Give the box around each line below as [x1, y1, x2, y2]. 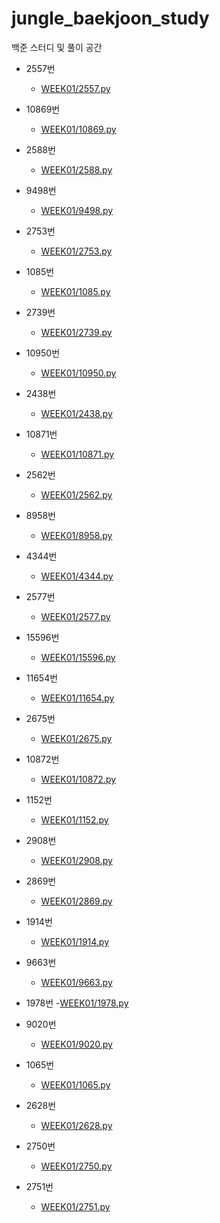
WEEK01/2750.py [40, 1160, 113, 1172]
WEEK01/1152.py [40, 813, 109, 826]
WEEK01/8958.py [40, 529, 113, 541]
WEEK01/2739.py [40, 326, 113, 338]
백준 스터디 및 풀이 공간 [11, 41, 103, 53]
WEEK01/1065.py [40, 1078, 111, 1091]
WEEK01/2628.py [40, 1119, 113, 1131]
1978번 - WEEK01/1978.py [25, 997, 129, 1009]
